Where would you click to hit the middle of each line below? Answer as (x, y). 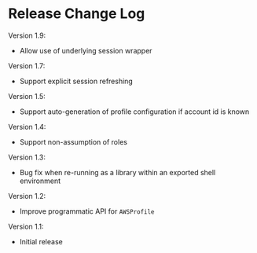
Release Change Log (77, 14)
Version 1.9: (27, 35)
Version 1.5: (27, 96)
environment (40, 181)
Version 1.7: (27, 66)
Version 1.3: (27, 157)
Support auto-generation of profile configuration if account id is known (134, 112)
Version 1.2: (27, 196)
